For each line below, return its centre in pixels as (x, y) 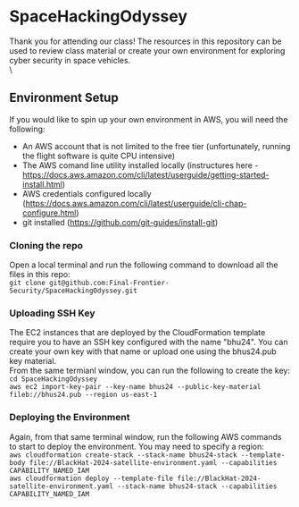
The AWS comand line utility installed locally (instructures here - (140, 165)
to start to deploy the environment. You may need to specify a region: (137, 446)
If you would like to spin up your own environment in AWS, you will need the (149, 119)
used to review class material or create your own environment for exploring (147, 50)
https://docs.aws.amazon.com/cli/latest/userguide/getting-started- (145, 174)
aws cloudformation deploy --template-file (91, 478)
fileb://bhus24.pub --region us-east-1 (83, 395)
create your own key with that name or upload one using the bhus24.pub (143, 351)
